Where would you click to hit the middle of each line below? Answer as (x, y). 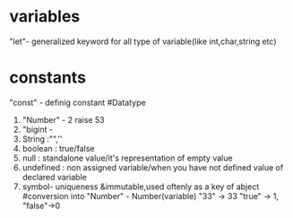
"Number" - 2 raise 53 (63, 119)
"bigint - (38, 129)
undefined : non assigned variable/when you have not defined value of (153, 167)
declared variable (54, 177)
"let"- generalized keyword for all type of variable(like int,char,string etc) (143, 41)
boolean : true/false (58, 148)
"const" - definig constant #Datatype (78, 102)
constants (48, 78)
